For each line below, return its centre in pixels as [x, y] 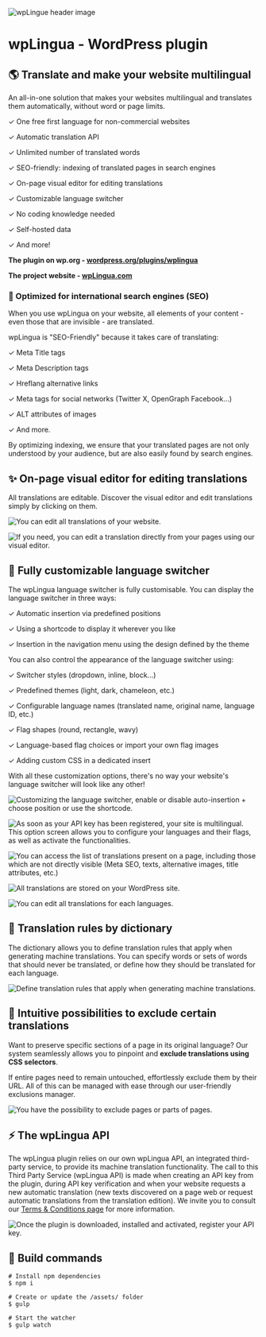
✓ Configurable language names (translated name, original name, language [132, 705]
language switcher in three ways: [62, 598]
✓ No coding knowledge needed [62, 214]
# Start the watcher [42, 1318]
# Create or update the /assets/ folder [76, 1297]
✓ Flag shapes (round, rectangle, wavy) [73, 729]
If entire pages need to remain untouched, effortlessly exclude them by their [133, 1077]
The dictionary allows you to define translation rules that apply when [120, 948]
